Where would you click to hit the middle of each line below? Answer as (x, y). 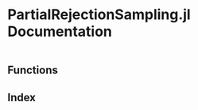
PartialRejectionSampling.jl (99, 15)
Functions (33, 71)
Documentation (60, 31)
